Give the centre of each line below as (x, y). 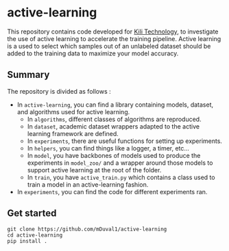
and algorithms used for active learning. (73, 111)
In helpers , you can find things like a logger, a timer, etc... (108, 148)
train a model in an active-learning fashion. (88, 184)
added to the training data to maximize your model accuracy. (93, 53)
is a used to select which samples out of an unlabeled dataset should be (109, 46)
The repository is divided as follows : (59, 91)
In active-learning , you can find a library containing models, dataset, (115, 105)
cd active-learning (35, 235)
